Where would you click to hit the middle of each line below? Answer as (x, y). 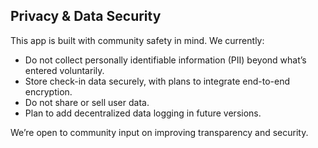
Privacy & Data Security (86, 16)
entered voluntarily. (64, 70)
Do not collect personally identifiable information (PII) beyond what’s (165, 60)
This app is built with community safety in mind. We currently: (137, 40)
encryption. (48, 91)
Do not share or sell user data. (87, 102)
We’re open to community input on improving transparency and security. (159, 132)
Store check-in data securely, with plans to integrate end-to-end (157, 81)
